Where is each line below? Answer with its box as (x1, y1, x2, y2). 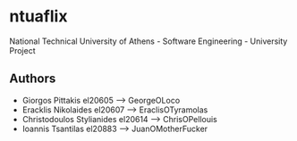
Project (9, 45, 36, 55)
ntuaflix (9, 6, 68, 27)
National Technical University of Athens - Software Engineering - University (9, 36, 288, 46)
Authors (9, 71, 56, 87)
